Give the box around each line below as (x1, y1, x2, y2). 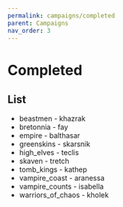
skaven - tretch (18, 157, 69, 166)
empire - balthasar (18, 131, 81, 141)
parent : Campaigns (7, 19, 69, 27)
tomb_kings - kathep (18, 165, 88, 174)
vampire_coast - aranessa (18, 173, 105, 183)
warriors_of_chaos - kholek (18, 190, 109, 200)
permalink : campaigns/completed (7, 11, 115, 20)
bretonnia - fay (18, 122, 69, 132)
